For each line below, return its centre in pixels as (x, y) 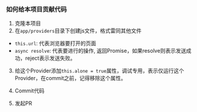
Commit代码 (29, 91)
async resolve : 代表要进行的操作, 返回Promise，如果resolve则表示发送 (100, 51)
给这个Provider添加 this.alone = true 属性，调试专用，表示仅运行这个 (99, 71)
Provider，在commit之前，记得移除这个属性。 (70, 78)
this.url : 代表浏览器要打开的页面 (55, 43)
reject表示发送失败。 (50, 58)
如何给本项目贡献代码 (36, 9)
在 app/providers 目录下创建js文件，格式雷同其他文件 (78, 31)
